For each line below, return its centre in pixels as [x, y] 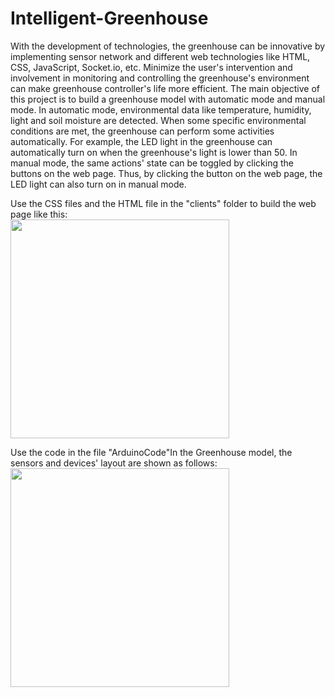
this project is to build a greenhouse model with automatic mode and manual [168, 99]
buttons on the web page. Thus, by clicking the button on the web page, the [166, 173]
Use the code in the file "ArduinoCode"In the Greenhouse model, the [151, 452]
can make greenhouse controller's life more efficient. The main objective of [165, 88]
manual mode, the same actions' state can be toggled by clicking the [152, 163]
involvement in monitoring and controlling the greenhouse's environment [160, 78]
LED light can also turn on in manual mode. [98, 184]
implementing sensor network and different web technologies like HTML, [160, 56]
